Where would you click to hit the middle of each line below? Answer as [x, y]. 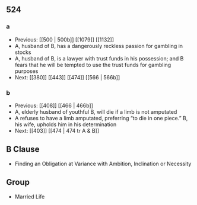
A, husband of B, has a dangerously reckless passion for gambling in [99, 46]
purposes [26, 71]
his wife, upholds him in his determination [66, 124]
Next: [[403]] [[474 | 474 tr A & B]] [57, 130]
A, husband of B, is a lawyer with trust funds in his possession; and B [99, 58]
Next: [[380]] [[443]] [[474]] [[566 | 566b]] [67, 77]
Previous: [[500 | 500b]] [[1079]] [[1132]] [64, 39]
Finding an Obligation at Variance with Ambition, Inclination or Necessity [103, 164]
